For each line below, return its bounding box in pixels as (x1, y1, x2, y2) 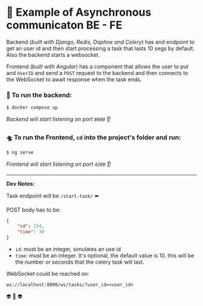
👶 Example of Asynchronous (6, 5, 152, 19)
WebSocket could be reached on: (6, 270, 89, 278)
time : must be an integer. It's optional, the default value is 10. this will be (14, 252, 195, 259)
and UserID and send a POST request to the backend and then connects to (6, 69, 188, 76)
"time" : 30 (17, 229, 45, 235)
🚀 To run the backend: (6, 91, 72, 99)
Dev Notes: (6, 180, 35, 187)
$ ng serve (6, 149, 34, 155)
